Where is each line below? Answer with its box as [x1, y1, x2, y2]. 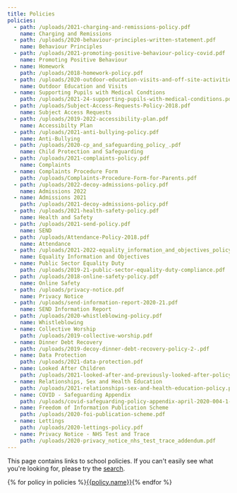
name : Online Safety [20, 280, 80, 287]
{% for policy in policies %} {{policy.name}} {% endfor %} [7, 477, 173, 486]
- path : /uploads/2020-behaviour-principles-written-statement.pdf [13, 37, 217, 44]
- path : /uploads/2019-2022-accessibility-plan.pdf [13, 115, 169, 122]
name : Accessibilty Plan [20, 121, 93, 129]
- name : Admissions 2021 [13, 194, 87, 201]
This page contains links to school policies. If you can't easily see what [7, 456, 214, 465]
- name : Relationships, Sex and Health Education [13, 378, 162, 385]
